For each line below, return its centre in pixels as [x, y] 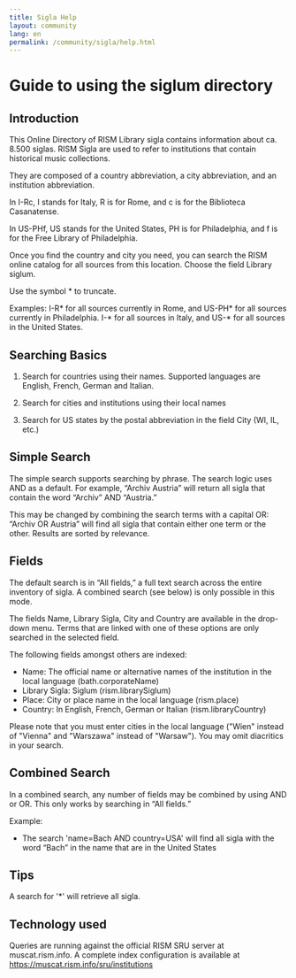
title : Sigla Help [43, 17]
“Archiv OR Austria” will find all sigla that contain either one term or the [138, 524]
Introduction [44, 118]
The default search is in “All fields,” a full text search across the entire [136, 582]
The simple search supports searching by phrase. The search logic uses [140, 478]
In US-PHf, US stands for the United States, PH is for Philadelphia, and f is [144, 229]
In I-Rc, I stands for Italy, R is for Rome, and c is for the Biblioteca [127, 202]
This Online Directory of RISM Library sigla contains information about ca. [143, 140]
